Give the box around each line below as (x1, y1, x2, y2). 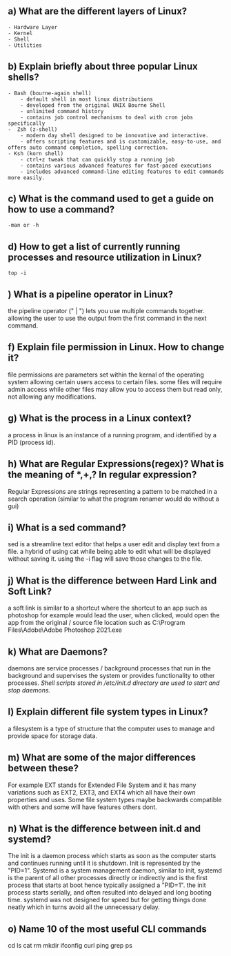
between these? (8, 762, 79, 775)
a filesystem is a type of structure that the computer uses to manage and (8, 724, 215, 733)
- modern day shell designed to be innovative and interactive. (20, 132, 209, 139)
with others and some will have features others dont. (8, 803, 157, 811)
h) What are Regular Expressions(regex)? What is (8, 458, 225, 470)
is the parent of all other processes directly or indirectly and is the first (8, 874, 208, 882)
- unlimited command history (20, 108, 104, 114)
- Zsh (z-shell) (8, 126, 58, 133)
